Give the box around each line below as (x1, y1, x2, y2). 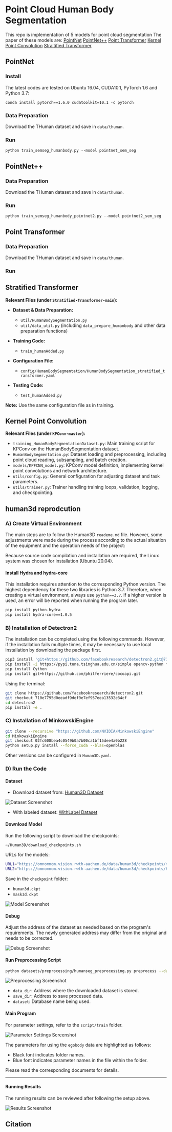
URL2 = (5, 866, 17, 872)
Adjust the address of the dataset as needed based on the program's (5, 924, 151, 930)
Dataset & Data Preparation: (12, 307, 73, 313)
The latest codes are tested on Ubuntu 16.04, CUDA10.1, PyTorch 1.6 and (5, 84, 158, 90)
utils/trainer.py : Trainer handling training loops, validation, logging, (12, 484, 159, 490)
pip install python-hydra (5, 608, 60, 613)
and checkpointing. (12, 489, 54, 496)
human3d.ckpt (12, 887, 41, 892)
